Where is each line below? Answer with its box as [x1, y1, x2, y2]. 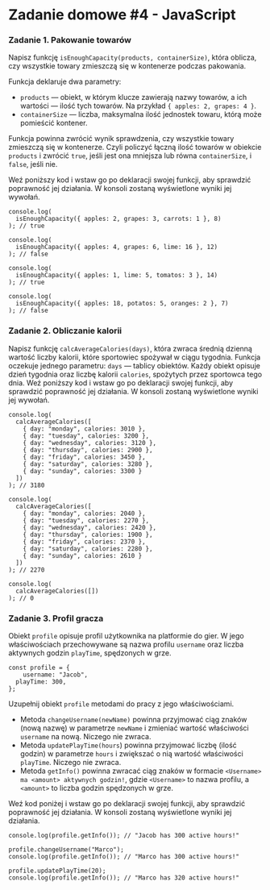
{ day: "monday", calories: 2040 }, [23, 509, 147, 518]
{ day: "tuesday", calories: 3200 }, [23, 431, 150, 440]
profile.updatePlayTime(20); [8, 867, 106, 875]
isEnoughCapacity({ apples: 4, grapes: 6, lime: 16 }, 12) [15, 243, 218, 252]
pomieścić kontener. [19, 119, 88, 128]
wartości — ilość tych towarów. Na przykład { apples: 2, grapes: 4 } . [19, 101, 256, 110]
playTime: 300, [15, 678, 67, 686]
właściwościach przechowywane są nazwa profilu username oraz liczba [8, 639, 244, 650]
